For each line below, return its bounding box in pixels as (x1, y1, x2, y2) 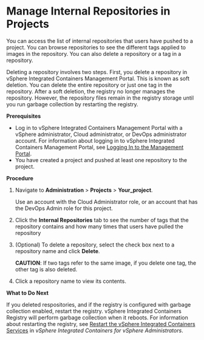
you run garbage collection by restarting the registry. (6, 100, 138, 107)
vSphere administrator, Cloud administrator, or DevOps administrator (15, 131, 187, 138)
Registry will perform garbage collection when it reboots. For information (6, 314, 188, 321)
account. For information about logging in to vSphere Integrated (15, 137, 175, 144)
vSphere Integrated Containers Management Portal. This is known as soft (6, 75, 190, 82)
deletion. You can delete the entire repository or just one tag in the (6, 81, 172, 89)
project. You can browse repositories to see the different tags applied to (6, 44, 186, 51)
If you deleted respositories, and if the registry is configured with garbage (6, 301, 191, 308)
